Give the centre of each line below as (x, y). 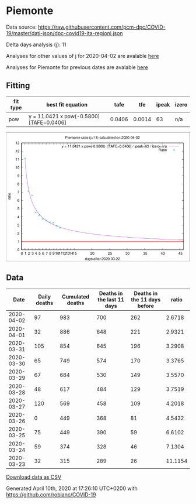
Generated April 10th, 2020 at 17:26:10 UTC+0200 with (72, 488)
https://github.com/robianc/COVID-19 (51, 495)
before (146, 306)
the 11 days (146, 300)
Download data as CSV (34, 477)
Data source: (21, 27)
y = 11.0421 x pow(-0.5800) (64, 116)
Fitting (18, 86)
